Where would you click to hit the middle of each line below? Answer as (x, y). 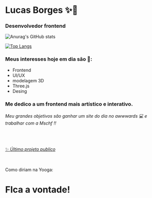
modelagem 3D (28, 80)
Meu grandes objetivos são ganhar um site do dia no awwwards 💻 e (76, 116)
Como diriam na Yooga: (29, 169)
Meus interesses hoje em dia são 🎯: (49, 59)
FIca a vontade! (38, 190)
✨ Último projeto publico (30, 149)
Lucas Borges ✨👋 (42, 10)
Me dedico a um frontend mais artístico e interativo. (69, 104)
